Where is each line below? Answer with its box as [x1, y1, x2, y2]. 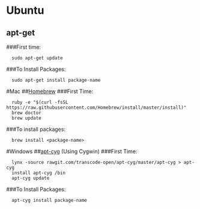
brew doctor [11, 110, 42, 116]
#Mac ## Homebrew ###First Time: [6, 88, 94, 95]
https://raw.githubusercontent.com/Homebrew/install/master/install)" [6, 104, 187, 111]
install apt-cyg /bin [11, 170, 66, 176]
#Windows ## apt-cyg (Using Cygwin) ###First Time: [6, 148, 138, 155]
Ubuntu [6, 4, 44, 17]
